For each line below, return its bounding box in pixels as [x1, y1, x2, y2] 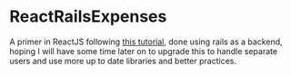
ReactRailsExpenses [9, 6, 167, 27]
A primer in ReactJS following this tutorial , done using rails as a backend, [9, 36, 284, 47]
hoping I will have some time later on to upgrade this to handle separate [9, 45, 278, 56]
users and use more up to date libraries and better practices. [9, 55, 236, 66]
